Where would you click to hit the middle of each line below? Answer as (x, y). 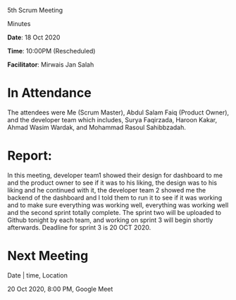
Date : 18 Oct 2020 (34, 37)
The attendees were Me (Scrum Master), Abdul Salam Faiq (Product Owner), (118, 112)
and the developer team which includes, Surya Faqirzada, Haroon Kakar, (112, 119)
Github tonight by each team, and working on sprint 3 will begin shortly (110, 220)
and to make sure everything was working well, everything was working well (118, 205)
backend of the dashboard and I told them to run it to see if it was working (115, 197)
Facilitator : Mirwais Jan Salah (51, 65)
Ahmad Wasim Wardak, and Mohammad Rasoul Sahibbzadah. (97, 127)
